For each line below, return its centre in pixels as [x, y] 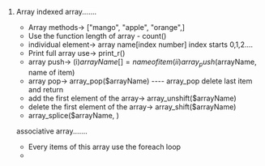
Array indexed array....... [56, 12]
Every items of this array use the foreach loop [104, 147]
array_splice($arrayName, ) [74, 115]
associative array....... [51, 131]
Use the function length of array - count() [97, 36]
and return [46, 89]
